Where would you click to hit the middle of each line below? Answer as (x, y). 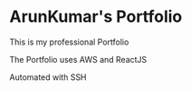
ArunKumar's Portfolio (96, 17)
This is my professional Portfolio (69, 42)
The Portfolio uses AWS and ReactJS (78, 59)
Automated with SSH (48, 77)
